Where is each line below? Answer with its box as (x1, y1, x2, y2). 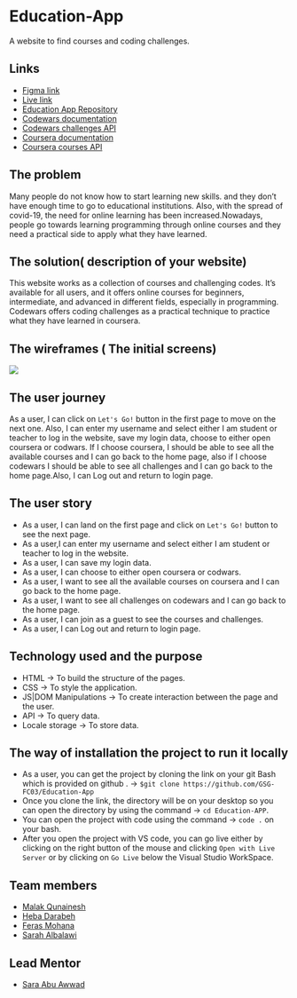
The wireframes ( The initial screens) (9, 341, 217, 356)
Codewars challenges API (21, 123, 117, 133)
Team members (9, 877, 98, 893)
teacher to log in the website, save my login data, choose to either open (9, 432, 271, 443)
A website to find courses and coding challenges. (9, 36, 191, 46)
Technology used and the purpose (9, 649, 203, 664)
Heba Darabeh (21, 911, 75, 922)
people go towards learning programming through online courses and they (9, 219, 282, 230)
